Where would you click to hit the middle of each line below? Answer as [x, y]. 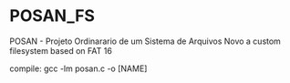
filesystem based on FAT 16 [61, 50]
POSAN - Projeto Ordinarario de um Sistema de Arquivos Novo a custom [145, 41]
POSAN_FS [52, 16]
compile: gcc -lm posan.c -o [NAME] [78, 68]
